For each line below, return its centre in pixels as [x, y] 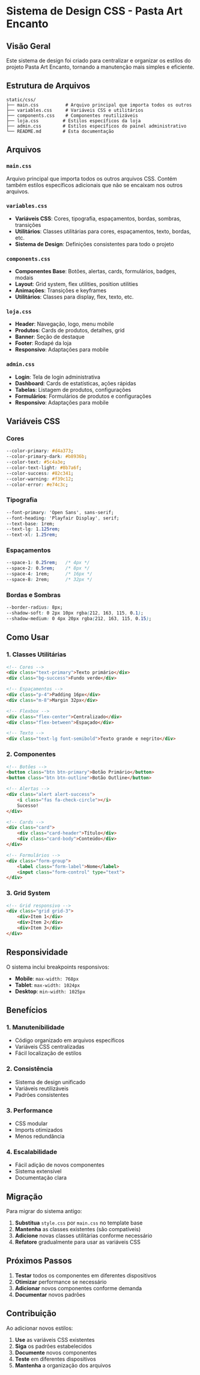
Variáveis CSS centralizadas [50, 1047]
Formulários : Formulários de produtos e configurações [83, 396]
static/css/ [21, 100]
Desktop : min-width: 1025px [50, 991]
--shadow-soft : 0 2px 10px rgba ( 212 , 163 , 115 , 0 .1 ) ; [75, 613]
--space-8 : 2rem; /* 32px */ [50, 580]
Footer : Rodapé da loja [43, 343]
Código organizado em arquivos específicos [70, 1040]
